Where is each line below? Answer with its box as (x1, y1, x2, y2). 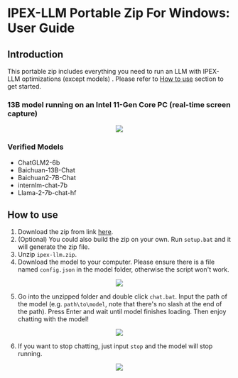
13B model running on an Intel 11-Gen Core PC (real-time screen (7, 99, 231, 109)
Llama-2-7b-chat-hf (17, 188, 77, 196)
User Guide (7, 20, 75, 36)
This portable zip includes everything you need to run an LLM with (7, 67, 202, 75)
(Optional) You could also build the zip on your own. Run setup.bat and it (17, 235, 231, 244)
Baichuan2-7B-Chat (17, 173, 77, 182)
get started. (7, 82, 41, 90)
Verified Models (7, 142, 64, 152)
